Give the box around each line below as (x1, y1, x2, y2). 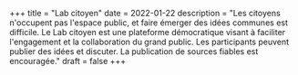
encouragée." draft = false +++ (9, 56, 127, 66)
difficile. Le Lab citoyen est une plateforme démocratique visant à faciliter (9, 27, 285, 37)
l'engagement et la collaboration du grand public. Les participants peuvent (9, 36, 290, 47)
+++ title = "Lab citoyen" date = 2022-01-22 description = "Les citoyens (9, 8, 281, 18)
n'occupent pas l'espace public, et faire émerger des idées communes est (9, 17, 289, 28)
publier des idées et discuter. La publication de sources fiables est (9, 46, 259, 57)
